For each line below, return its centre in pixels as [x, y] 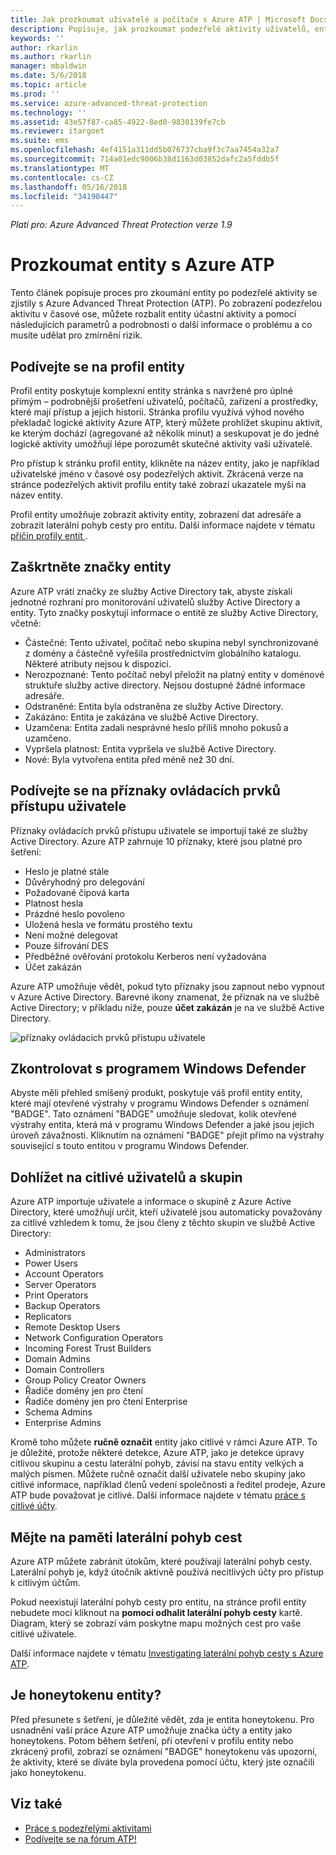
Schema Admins [58, 1412]
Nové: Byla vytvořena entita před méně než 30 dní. [129, 759]
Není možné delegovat [71, 935]
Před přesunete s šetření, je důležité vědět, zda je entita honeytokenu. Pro [162, 1719]
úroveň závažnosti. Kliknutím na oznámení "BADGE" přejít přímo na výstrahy [167, 1135]
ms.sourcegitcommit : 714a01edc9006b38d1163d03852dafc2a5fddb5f [145, 159]
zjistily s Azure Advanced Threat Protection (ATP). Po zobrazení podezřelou [166, 303]
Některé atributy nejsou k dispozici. [98, 663]
